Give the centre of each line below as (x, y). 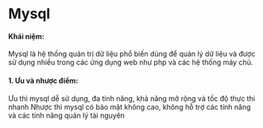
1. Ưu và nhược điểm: (43, 80)
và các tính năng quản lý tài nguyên (67, 115)
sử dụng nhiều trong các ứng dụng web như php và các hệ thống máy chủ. (131, 62)
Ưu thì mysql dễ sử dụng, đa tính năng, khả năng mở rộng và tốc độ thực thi (132, 98)
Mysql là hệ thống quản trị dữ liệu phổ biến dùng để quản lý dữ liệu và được (132, 54)
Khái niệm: (27, 36)
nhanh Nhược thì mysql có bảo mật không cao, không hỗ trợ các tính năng (130, 107)
